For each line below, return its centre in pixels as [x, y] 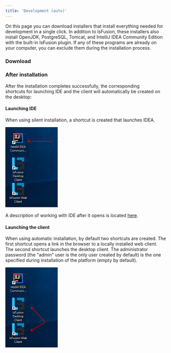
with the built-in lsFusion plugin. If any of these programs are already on [81, 42]
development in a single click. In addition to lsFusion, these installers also [82, 31]
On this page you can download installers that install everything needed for [84, 26]
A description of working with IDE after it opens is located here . [72, 216]
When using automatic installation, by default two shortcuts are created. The [86, 239]
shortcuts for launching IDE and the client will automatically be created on [83, 91]
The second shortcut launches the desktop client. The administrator [77, 250]
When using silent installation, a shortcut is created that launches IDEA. [80, 120]
